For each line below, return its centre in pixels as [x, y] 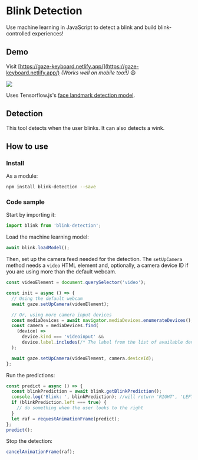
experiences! [48, 33]
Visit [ [13, 66]
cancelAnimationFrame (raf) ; [41, 452]
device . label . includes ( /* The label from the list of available [102, 342]
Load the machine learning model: [48, 237]
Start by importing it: [31, 215]
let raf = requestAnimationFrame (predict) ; [65, 419]
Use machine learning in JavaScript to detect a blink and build [81, 27]
